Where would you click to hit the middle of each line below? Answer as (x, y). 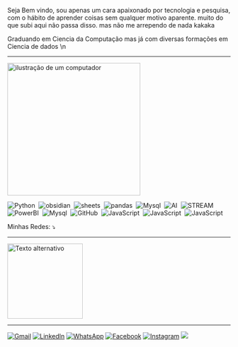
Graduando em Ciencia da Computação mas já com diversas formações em (118, 39)
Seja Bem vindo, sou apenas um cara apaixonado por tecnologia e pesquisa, (119, 10)
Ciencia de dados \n (36, 46)
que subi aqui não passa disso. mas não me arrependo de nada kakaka (111, 25)
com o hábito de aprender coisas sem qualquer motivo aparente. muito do (115, 18)
